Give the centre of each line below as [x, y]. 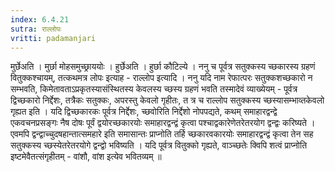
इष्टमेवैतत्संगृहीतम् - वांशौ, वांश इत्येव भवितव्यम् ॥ [86, 157]
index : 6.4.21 [40, 19]
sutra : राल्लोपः [36, 29]
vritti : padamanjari [53, 38]
